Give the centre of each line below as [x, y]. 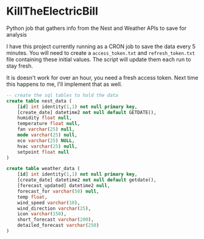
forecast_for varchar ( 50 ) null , [58, 191]
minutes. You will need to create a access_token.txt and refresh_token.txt [101, 52]
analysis [17, 34]
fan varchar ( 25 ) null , [46, 129]
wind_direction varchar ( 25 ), [54, 209]
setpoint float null [43, 152]
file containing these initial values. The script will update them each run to [99, 59]
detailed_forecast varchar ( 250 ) [58, 226]
